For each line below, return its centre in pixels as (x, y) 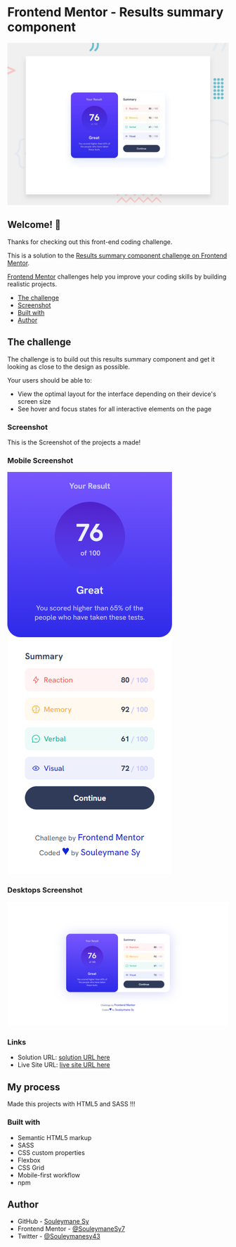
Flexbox (29, 1160)
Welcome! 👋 (34, 225)
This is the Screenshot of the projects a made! (74, 442)
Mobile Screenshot (40, 460)
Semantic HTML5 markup (54, 1137)
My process (34, 1087)
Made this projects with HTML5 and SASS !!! (71, 1104)
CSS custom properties (51, 1152)
